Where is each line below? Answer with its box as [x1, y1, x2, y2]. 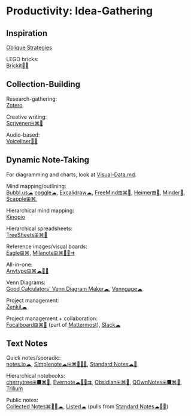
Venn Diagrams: [6, 279, 46, 286]
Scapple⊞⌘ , [6, 195, 38, 202]
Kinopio [6, 213, 26, 220]
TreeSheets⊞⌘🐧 [6, 231, 48, 238]
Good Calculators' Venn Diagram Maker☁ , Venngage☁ [6, 285, 143, 292]
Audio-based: [6, 131, 40, 138]
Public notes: [6, 397, 39, 404]
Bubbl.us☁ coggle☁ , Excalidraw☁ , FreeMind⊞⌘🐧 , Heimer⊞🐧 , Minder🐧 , [6, 189, 186, 196]
